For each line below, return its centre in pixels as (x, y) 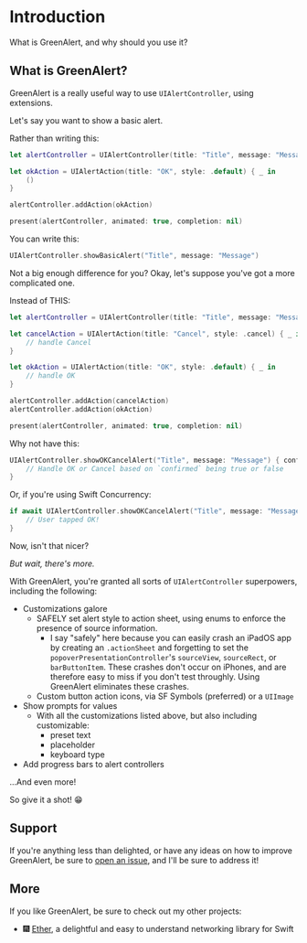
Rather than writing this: (54, 138)
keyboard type (77, 754)
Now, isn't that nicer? (49, 545)
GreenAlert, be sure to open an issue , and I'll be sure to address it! (134, 860)
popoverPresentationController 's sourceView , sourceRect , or (163, 657)
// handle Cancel (59, 342)
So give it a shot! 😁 (46, 799)
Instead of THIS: (40, 300)
